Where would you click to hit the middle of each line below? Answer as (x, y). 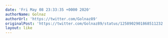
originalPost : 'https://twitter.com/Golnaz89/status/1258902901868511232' (85, 23)
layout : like (19, 28)
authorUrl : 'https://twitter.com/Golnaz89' (52, 19)
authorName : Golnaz (26, 14)
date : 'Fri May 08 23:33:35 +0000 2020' (48, 10)
